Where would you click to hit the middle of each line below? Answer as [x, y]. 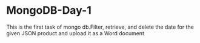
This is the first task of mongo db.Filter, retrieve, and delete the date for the [100, 27]
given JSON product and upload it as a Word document [75, 33]
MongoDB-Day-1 [49, 10]
